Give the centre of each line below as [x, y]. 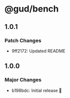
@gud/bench [32, 9]
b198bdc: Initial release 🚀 [37, 90]
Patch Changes [23, 41]
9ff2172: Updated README [38, 51]
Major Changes [23, 80]
